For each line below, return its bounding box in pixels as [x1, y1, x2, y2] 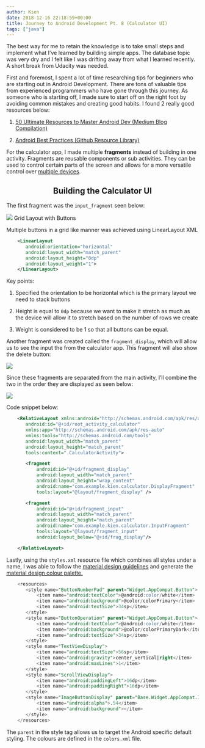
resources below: [6, 106, 50, 114]
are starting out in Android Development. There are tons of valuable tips [6, 81, 187, 88]
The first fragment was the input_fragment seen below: [6, 202, 145, 209]
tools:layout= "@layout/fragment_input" [36, 529, 138, 535]
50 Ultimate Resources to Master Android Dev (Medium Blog [15, 118, 168, 126]
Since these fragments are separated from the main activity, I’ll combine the [6, 374, 197, 382]
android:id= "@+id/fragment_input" [36, 506, 124, 512]
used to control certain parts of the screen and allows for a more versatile [6, 161, 192, 169]
